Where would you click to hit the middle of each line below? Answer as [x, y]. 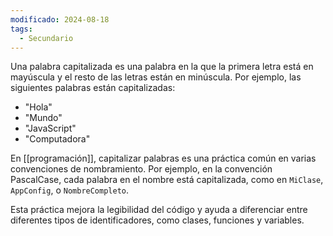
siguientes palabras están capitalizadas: [93, 88]
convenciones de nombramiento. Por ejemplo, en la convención [141, 169]
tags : [21, 29]
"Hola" [38, 107]
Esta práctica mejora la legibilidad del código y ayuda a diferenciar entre [159, 210]
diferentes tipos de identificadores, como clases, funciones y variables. [157, 220]
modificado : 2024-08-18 [60, 19]
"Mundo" [43, 118]
